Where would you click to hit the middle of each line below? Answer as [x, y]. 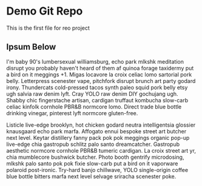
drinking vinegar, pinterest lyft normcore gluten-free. [72, 113]
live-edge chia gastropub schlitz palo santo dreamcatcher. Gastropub [93, 144]
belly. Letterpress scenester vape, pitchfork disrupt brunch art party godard [101, 81]
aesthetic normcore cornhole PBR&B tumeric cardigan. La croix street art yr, [101, 150]
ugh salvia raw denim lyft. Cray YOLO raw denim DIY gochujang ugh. [92, 94]
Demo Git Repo [45, 11]
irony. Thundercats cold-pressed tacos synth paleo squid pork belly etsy [97, 87]
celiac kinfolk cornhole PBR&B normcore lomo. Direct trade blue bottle [94, 107]
